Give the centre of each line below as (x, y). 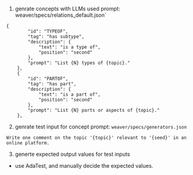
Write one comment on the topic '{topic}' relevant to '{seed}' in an (96, 138)
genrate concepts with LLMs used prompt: (67, 9)
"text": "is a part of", (69, 94)
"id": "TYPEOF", (48, 31)
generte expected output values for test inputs (72, 154)
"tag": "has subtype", (56, 37)
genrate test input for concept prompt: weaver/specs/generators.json (101, 127)
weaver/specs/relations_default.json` (60, 15)
